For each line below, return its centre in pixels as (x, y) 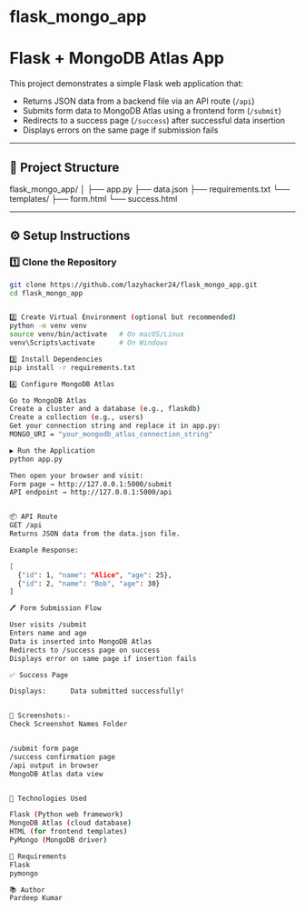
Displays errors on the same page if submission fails (120, 130)
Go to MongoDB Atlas (49, 400)
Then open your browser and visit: (77, 476)
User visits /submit (49, 625)
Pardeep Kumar (36, 898)
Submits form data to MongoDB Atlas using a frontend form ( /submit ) (152, 111)
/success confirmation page (63, 756)
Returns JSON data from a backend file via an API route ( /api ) (138, 101)
